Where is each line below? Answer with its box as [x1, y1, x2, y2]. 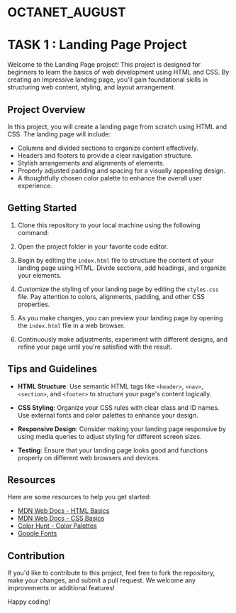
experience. [17, 181, 53, 190]
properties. [17, 300, 50, 308]
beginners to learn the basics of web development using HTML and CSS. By [7, 68, 230, 77]
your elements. [17, 271, 62, 279]
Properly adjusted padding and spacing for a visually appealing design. [17, 166, 225, 175]
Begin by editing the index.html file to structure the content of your [17, 256, 214, 264]
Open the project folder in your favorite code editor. [17, 242, 169, 251]
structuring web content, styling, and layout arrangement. [7, 83, 176, 92]
